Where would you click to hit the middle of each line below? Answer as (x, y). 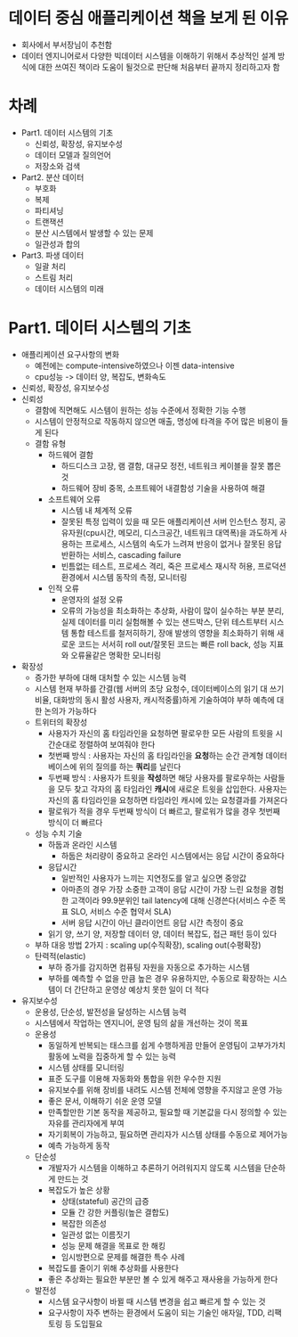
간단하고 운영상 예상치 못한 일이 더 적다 (141, 989)
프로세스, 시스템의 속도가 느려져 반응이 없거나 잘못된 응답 (183, 544)
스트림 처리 (53, 277)
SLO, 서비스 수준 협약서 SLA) (121, 911)
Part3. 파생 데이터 (52, 255)
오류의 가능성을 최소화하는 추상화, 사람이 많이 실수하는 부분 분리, (173, 611)
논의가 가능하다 (70, 710)
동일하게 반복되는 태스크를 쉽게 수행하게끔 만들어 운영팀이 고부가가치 (167, 1045)
